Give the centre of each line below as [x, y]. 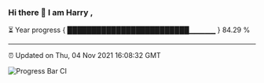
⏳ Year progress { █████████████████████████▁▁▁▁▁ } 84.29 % [129, 30]
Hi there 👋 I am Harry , [51, 13]
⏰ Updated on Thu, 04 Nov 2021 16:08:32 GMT [84, 56]
